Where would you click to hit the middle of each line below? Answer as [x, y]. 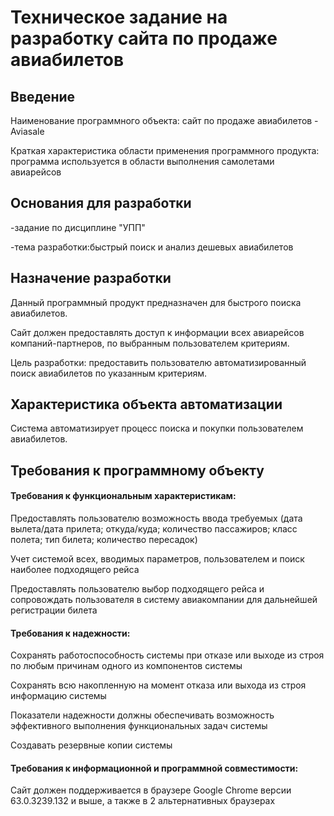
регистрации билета [54, 610]
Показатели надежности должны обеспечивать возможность [142, 715]
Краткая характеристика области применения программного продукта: [165, 150]
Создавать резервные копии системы [91, 745]
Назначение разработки [91, 278]
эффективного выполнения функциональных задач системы [139, 726]
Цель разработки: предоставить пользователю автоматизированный [158, 362]
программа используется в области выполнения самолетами [142, 161]
